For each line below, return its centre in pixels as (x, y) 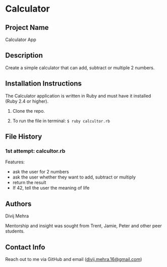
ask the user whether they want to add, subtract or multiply (74, 177)
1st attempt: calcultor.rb (35, 151)
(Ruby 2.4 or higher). (27, 101)
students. (15, 231)
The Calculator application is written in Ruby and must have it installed (78, 96)
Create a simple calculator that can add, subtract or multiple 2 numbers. (80, 68)
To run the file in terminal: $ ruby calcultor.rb (61, 121)
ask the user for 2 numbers (41, 172)
